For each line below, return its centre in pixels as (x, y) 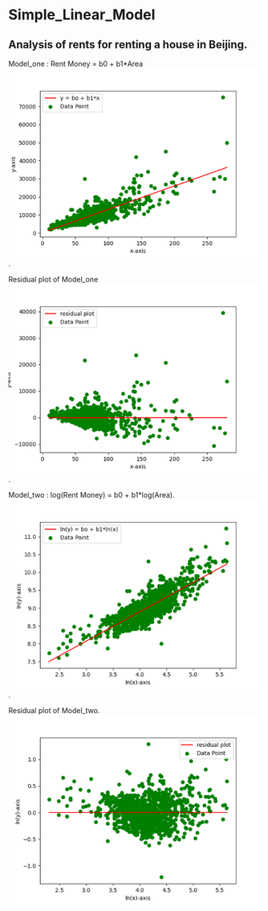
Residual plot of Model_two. (54, 710)
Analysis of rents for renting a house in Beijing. (128, 45)
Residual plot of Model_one (53, 279)
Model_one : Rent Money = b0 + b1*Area (76, 64)
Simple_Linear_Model (82, 15)
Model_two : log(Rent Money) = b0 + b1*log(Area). (91, 495)
